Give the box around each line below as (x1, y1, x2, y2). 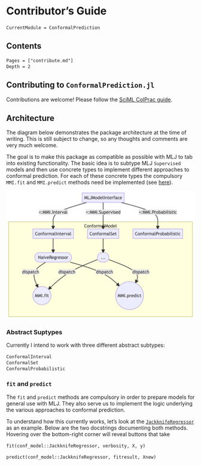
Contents (6, 41, 42, 52)
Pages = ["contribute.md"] (6, 58, 74, 63)
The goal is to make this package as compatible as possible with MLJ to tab (6, 153, 193, 161)
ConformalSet (6, 360, 39, 366)
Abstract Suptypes (6, 328, 63, 336)
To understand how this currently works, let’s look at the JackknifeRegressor (6, 417, 194, 425)
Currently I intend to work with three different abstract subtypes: (6, 341, 166, 349)
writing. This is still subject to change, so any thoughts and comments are (6, 135, 188, 143)
